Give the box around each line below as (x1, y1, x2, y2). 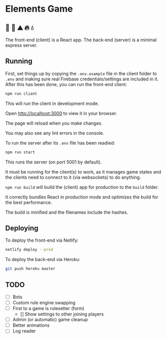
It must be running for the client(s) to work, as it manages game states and (5, 168, 161, 175)
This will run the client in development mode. (5, 100, 99, 106)
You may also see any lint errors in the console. (5, 130, 104, 136)
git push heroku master (5, 266, 56, 271)
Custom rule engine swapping (12, 300, 76, 305)
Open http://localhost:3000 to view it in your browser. (5, 110, 118, 116)
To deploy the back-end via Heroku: (5, 257, 80, 263)
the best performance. (5, 199, 52, 205)
